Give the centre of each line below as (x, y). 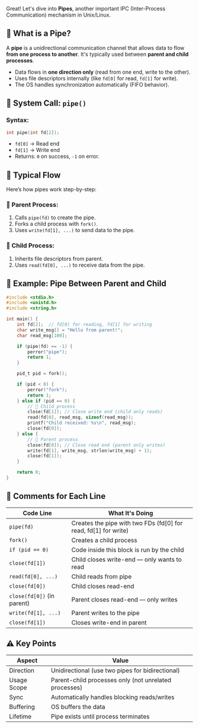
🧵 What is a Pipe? (38, 34)
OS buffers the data (78, 707)
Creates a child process (104, 540)
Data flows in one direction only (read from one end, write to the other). (102, 72)
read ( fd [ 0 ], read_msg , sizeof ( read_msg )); (81, 417)
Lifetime (20, 716)
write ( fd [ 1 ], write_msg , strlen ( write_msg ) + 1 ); (90, 451)
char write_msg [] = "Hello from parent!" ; (70, 330)
